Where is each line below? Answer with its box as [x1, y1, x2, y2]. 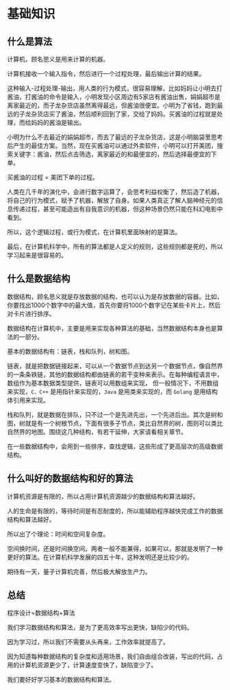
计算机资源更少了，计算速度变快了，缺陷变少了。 [18, 661, 157, 669]
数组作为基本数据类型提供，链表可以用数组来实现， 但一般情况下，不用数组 [7, 379, 219, 387]
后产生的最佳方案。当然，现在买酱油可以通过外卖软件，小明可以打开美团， [7, 142, 217, 149]
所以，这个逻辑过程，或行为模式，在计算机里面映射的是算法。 [7, 228, 181, 236]
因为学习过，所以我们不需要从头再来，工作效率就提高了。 [7, 638, 169, 646]
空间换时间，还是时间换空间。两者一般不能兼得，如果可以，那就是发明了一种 [7, 544, 223, 552]
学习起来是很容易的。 [7, 251, 67, 259]
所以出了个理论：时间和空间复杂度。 [7, 530, 110, 538]
